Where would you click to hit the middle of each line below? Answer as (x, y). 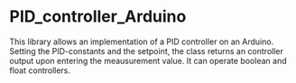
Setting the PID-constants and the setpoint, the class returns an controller (147, 51)
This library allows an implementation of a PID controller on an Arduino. (142, 41)
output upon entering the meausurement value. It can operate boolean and (148, 60)
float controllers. (40, 70)
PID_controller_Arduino (98, 17)
